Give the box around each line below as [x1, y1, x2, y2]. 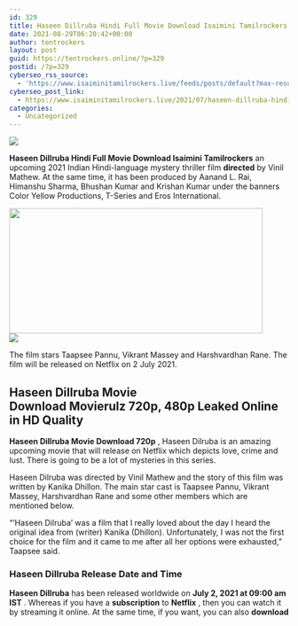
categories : [9, 104, 53, 113]
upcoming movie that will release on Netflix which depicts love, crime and [9, 445, 278, 456]
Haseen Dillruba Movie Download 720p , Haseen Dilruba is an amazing [9, 435, 271, 446]
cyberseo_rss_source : [9, 71, 90, 80]
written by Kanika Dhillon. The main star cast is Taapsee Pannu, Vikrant [9, 481, 270, 492]
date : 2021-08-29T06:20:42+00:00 [9, 29, 133, 38]
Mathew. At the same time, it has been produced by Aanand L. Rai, [9, 172, 253, 183]
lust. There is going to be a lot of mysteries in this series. [9, 454, 216, 466]
